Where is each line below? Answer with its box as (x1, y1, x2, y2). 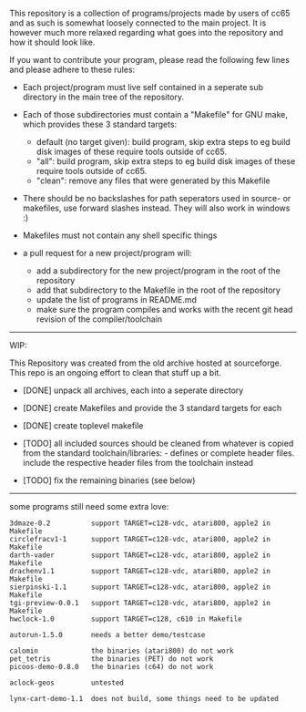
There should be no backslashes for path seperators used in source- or (22, 193, 291, 203)
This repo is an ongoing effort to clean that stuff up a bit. (9, 367, 221, 377)
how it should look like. (9, 36, 96, 47)
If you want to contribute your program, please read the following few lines (9, 55, 290, 65)
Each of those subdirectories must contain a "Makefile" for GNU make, (22, 109, 289, 119)
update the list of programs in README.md (36, 294, 198, 304)
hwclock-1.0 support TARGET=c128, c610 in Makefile (9, 614, 243, 624)
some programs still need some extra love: (9, 501, 169, 511)
